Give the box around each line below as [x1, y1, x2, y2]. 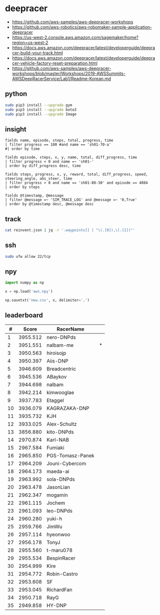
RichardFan [46, 586, 73, 593]
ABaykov [46, 373, 67, 380]
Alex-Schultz [46, 420, 77, 427]
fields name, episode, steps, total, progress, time [5, 138, 114, 143]
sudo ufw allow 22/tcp [5, 254, 51, 259]
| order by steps [5, 185, 40, 190]
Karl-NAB [46, 436, 69, 443]
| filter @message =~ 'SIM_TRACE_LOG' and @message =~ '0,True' [5, 198, 137, 202]
